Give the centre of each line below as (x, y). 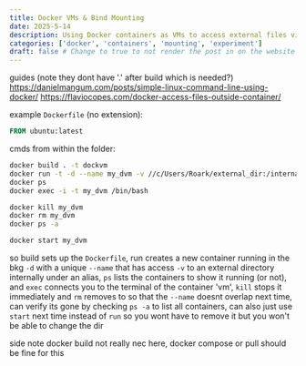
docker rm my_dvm (42, 216)
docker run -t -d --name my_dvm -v (77, 174)
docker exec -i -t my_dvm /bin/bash (79, 191)
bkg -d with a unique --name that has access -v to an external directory (142, 268)
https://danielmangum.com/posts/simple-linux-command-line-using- (139, 87)
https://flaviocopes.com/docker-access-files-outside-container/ (161, 97)
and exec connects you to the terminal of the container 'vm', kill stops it (146, 287)
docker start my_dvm (49, 241)
